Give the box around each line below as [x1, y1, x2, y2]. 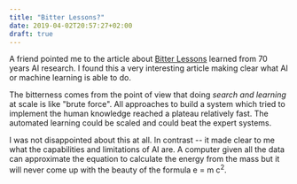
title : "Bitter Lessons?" [9, 12, 105, 22]
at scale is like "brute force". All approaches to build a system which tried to [9, 99, 285, 110]
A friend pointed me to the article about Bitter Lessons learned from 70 [9, 54, 268, 65]
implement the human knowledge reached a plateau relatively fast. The [9, 108, 269, 119]
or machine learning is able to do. [9, 73, 131, 83]
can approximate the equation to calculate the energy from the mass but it [9, 154, 280, 165]
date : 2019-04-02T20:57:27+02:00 [9, 21, 133, 30]
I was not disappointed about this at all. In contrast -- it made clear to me [9, 134, 275, 146]
